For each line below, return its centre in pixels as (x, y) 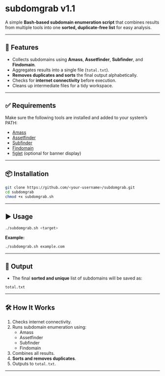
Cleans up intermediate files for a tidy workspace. (63, 85)
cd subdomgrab (20, 192)
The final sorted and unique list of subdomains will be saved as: (77, 278)
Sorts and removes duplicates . (44, 359)
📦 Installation (27, 173)
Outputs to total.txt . (34, 364)
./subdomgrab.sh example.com (35, 247)
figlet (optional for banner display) (47, 153)
